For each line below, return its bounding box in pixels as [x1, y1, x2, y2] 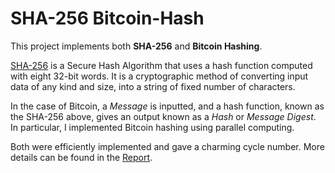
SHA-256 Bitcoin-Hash [10, 7, 205, 30]
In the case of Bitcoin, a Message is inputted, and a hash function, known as [10, 100, 325, 112]
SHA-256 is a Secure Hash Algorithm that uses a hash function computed [10, 59, 313, 71]
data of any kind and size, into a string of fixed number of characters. [10, 80, 296, 92]
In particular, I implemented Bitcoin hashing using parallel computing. [10, 121, 295, 133]
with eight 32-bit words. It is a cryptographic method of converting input [10, 70, 309, 82]
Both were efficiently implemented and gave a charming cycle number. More [10, 140, 325, 152]
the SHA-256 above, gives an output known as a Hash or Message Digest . [10, 110, 317, 122]
